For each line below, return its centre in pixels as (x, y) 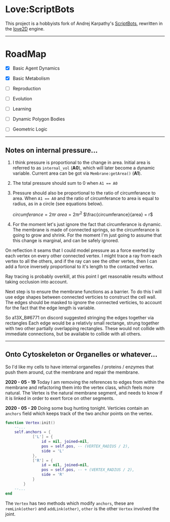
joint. (11, 514)
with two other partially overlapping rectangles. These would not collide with (85, 328)
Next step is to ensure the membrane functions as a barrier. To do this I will (83, 291)
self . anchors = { (33, 432)
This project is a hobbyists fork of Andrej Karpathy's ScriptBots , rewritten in (84, 23)
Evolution (22, 99)
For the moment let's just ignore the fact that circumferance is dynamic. (87, 224)
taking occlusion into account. (37, 282)
